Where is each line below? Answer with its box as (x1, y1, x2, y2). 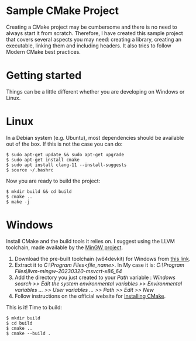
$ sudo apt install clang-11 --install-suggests (6, 162, 127, 168)
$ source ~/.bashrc (6, 167, 54, 173)
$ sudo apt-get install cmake (6, 157, 80, 163)
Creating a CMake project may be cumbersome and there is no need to (6, 23, 177, 30)
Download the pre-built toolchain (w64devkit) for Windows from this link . (14, 255, 191, 262)
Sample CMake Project (6, 4, 119, 18)
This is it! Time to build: (6, 304, 63, 311)
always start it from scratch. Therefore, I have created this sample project (6, 29, 183, 36)
